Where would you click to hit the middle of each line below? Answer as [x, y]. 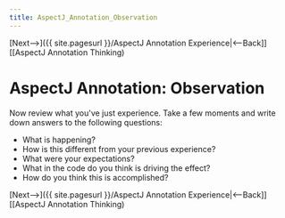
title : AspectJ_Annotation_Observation [84, 17]
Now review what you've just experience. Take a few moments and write [142, 113]
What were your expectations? [79, 158]
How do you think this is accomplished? [95, 177]
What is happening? [59, 140]
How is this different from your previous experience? [119, 149]
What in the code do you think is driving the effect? [116, 168]
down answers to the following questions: [86, 122]
